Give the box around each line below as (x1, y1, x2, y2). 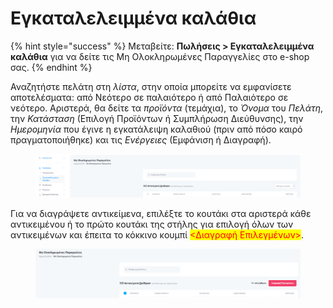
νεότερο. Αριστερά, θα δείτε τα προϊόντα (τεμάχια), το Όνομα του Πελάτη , (10, 102, 324, 114)
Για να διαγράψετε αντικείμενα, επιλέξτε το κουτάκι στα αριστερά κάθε (10, 208, 312, 220)
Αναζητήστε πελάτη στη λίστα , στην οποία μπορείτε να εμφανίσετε (10, 80, 292, 92)
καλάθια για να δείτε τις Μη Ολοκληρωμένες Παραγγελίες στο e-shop (10, 50, 310, 62)
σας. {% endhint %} (10, 61, 93, 73)
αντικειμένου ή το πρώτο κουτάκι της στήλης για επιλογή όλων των (10, 218, 294, 231)
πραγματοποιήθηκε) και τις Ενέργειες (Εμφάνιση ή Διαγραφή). (10, 133, 272, 146)
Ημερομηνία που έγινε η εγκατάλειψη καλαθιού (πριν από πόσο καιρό (10, 123, 303, 135)
